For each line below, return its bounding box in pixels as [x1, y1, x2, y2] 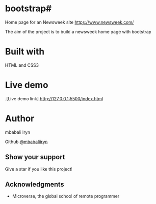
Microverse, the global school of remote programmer [12, 193, 120, 199]
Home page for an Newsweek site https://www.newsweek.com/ [5, 19, 134, 25]
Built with [5, 46, 45, 57]
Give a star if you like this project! [5, 166, 73, 172]
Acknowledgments [5, 180, 65, 188]
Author [5, 113, 34, 124]
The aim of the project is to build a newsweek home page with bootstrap [5, 29, 152, 34]
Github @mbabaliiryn [5, 139, 48, 145]
